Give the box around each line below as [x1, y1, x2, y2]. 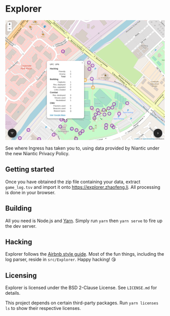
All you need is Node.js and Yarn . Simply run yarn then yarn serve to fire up [5, 218, 163, 224]
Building [5, 204, 32, 213]
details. [5, 290, 21, 296]
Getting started [5, 165, 55, 174]
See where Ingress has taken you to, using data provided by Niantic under [5, 145, 160, 151]
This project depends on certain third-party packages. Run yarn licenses [5, 300, 158, 306]
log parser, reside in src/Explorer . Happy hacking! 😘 [5, 257, 116, 263]
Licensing [5, 271, 37, 279]
